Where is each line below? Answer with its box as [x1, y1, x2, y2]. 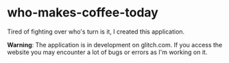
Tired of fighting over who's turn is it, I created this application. [7, 27, 185, 36]
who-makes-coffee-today [7, 5, 159, 21]
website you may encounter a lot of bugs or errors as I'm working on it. [7, 48, 208, 56]
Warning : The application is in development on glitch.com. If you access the [7, 40, 223, 49]
